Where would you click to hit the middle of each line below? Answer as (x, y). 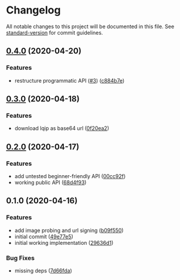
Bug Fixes (21, 258)
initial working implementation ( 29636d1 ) (64, 243)
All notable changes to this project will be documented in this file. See (90, 26)
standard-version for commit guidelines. (55, 32)
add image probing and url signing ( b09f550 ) (69, 230)
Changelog (33, 10)
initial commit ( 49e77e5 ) (44, 236)
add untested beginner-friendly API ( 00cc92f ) (70, 176)
